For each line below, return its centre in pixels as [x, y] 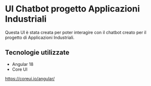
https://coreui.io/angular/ [30, 78]
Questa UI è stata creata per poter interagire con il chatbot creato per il [76, 32]
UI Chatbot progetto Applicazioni [73, 9]
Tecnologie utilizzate [37, 53]
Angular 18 [23, 64]
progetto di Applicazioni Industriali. [40, 37]
